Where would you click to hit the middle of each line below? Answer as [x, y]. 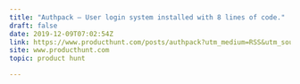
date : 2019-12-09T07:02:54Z [62, 34]
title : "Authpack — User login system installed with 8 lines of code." [147, 17]
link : [19, 42]
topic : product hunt [48, 58]
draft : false [33, 26]
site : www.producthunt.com [59, 50]
